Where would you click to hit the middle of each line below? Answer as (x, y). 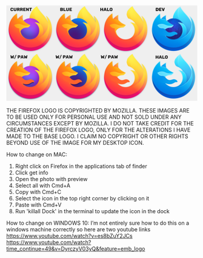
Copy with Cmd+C (38, 192)
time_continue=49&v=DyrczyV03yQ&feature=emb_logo (76, 249)
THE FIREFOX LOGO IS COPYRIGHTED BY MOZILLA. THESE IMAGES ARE (98, 111)
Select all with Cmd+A (43, 185)
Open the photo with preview (51, 179)
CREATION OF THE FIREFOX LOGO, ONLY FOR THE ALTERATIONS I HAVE (98, 130)
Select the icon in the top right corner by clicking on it (82, 198)
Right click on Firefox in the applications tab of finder (81, 166)
